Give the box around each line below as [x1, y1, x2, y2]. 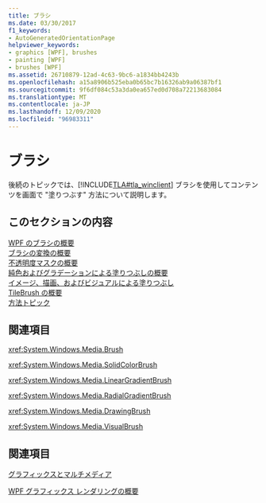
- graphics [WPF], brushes [8, 49, 98, 57]
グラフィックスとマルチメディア [8, 470, 113, 479]
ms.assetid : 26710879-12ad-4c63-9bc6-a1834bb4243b [8, 71, 179, 79]
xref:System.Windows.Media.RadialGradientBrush [8, 391, 172, 400]
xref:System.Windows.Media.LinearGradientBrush [8, 376, 172, 385]
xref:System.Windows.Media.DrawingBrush [8, 407, 151, 416]
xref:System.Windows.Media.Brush [8, 345, 124, 354]
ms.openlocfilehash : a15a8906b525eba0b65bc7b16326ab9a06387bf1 [8, 78, 222, 86]
